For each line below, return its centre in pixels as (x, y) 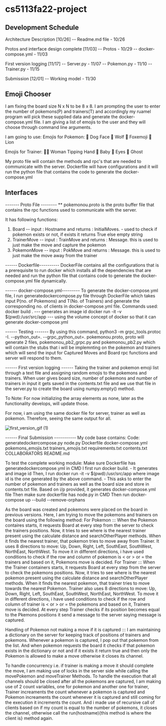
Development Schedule (42, 28)
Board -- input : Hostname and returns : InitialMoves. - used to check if (85, 229)
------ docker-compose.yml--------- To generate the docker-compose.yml (82, 290)
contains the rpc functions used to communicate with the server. (71, 210)
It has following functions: (31, 220)
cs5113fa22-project (46, 9)
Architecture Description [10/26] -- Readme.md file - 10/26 (65, 39)
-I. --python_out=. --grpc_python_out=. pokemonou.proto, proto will (75, 337)
